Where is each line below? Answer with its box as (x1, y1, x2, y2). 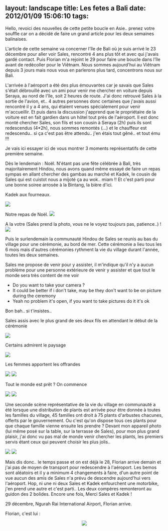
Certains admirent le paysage (5, 342, 66, 348)
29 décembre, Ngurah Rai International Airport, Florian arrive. (5, 500, 132, 507)
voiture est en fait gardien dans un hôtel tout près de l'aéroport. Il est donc (5, 114, 159, 120)
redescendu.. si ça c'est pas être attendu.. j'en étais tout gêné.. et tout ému (5, 130, 160, 136)
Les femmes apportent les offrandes (5, 361, 81, 367)
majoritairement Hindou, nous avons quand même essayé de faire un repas (5, 165, 160, 171)
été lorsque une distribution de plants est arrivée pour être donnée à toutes (5, 407, 160, 413)
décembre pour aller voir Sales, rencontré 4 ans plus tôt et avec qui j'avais (5, 51, 159, 57)
